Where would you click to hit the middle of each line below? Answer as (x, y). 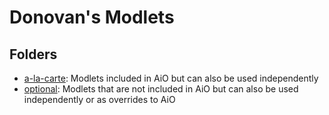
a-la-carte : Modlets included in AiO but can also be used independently (171, 78)
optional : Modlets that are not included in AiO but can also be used (161, 89)
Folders (33, 54)
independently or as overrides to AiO (99, 99)
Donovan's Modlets (92, 17)
